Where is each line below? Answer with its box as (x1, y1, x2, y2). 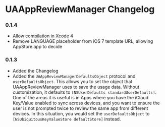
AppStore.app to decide (12, 44, 63, 50)
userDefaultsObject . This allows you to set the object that (12, 78, 133, 84)
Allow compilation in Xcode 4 (12, 33, 74, 39)
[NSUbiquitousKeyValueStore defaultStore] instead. (12, 116, 121, 122)
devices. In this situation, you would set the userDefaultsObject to (12, 110, 150, 116)
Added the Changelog (12, 68, 59, 74)
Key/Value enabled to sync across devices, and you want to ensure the (12, 100, 160, 106)
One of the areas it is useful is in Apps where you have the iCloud (12, 94, 149, 100)
